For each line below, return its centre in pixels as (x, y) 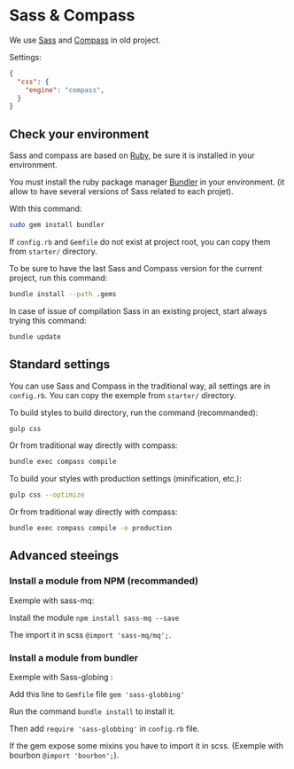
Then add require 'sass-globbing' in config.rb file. (104, 729)
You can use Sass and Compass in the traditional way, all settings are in (140, 386)
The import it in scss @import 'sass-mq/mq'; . (90, 634)
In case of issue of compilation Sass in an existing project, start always (138, 310)
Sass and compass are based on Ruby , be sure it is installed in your (132, 155)
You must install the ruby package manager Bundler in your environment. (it (147, 182)
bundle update (35, 337)
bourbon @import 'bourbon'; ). (64, 756)
